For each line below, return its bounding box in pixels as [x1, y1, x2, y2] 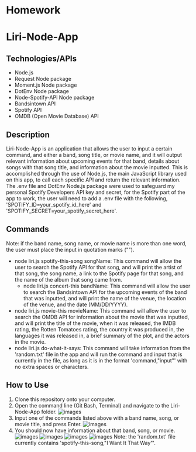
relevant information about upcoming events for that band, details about [6, 157, 180, 165]
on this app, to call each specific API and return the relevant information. [6, 176, 181, 183]
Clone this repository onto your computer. [14, 396, 116, 403]
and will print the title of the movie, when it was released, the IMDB [14, 320, 176, 327]
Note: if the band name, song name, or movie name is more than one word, [6, 239, 187, 246]
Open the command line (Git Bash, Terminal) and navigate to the [14, 402, 170, 409]
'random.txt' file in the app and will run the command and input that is [14, 351, 183, 358]
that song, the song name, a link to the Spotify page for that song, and [14, 270, 184, 277]
